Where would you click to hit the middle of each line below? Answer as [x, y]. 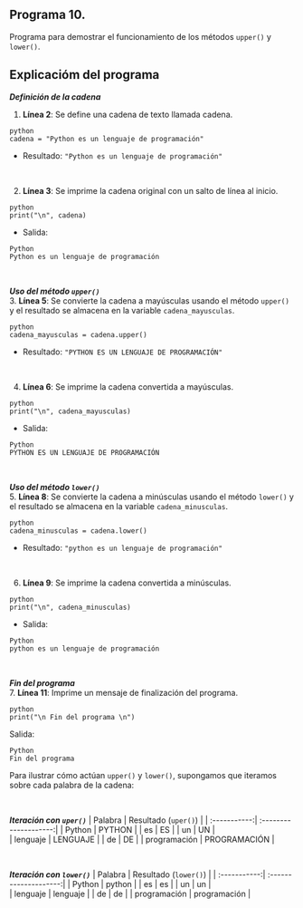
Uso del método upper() [55, 291]
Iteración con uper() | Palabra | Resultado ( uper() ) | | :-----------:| [133, 820]
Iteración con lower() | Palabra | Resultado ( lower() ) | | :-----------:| [137, 874]
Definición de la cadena [55, 97]
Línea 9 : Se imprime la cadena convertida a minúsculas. [127, 583]
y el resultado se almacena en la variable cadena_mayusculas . [122, 310]
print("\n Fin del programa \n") [72, 717]
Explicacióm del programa [85, 75]
